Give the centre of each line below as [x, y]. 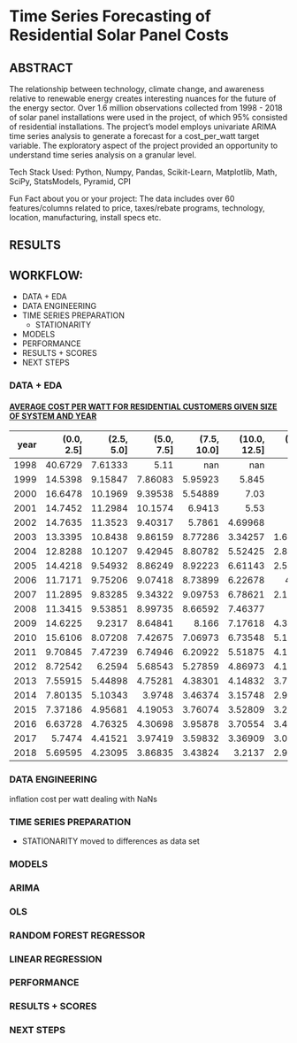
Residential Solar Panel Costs [119, 35]
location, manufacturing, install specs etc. [85, 217]
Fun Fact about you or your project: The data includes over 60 [122, 198]
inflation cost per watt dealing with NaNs [83, 799]
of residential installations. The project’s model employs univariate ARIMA [143, 127]
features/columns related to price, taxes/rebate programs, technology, [137, 208]
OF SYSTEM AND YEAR [53, 416]
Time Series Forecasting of [110, 16]
